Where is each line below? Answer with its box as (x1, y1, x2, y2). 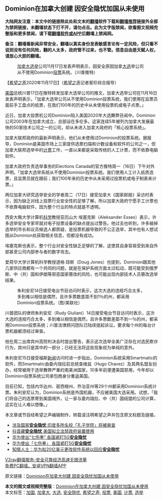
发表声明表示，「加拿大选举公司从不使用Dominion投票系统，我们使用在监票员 (5, 96, 158, 102)
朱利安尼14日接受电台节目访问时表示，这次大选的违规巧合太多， (17, 288, 145, 293)
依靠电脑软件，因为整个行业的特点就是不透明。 (9, 204, 103, 210)
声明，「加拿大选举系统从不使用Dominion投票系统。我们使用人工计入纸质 (5, 169, 149, 175)
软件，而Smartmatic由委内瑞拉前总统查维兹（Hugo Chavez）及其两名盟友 (5, 361, 153, 367)
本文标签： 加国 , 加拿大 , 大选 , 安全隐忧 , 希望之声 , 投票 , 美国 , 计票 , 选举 (5, 489, 144, 495)
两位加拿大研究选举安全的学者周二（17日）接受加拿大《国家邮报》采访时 (5, 192, 149, 197)
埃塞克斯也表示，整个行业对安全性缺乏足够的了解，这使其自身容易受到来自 (5, 242, 154, 248)
